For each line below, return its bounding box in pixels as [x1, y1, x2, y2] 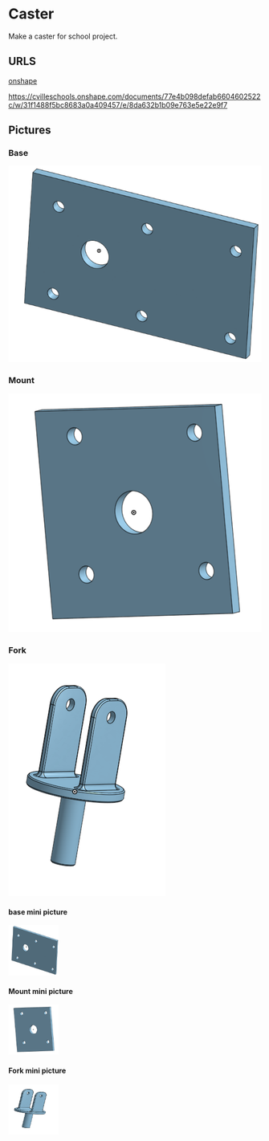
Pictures [8, 124, 51, 137]
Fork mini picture [8, 1066, 67, 1075]
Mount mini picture [8, 986, 74, 996]
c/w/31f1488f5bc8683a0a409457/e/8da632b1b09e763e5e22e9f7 [8, 100, 228, 109]
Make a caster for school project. [8, 31, 118, 41]
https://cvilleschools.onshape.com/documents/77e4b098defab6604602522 [8, 92, 261, 101]
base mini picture [8, 907, 68, 916]
